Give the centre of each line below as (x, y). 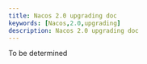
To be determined (38, 54)
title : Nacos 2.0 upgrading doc (63, 16)
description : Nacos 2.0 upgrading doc (73, 30)
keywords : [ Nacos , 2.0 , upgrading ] (65, 23)
